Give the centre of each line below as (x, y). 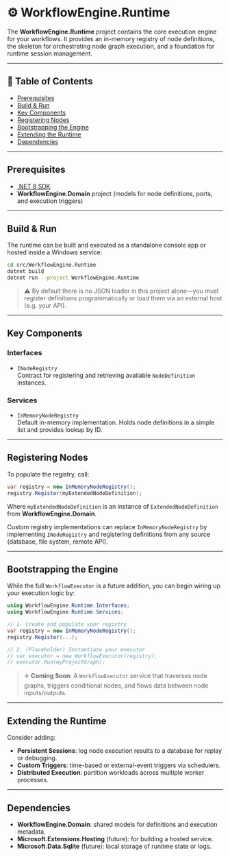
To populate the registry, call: (48, 474)
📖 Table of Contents (50, 81)
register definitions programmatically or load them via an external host (123, 298)
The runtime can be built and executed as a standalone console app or (107, 245)
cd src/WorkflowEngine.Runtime (52, 265)
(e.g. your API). (45, 305)
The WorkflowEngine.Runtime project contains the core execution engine (112, 32)
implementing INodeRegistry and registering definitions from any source (109, 534)
